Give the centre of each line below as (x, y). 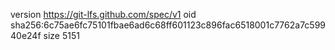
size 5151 (61, 35)
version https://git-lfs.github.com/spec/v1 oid (103, 14)
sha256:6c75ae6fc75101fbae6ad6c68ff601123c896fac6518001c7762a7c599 (168, 25)
